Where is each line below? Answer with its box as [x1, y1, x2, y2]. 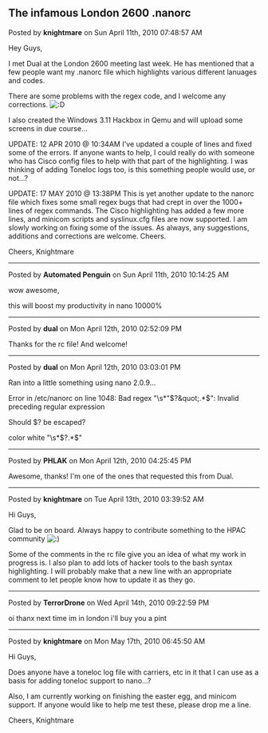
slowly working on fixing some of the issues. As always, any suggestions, [8, 222, 250, 232]
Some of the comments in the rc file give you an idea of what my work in [8, 549, 246, 559]
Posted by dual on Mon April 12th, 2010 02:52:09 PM [8, 323, 182, 333]
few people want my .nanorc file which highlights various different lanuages [8, 67, 258, 77]
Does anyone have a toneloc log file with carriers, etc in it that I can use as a [8, 667, 259, 677]
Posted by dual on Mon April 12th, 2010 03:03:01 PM [8, 362, 181, 371]
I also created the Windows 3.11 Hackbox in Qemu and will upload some [8, 115, 243, 125]
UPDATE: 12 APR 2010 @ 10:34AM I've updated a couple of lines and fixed [8, 139, 253, 149]
